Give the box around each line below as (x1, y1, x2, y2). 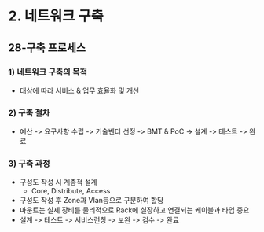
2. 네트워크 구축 (8, 7, 104, 25)
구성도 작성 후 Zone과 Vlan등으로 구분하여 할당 (19, 196, 164, 205)
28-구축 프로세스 (8, 41, 86, 54)
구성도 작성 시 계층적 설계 (19, 178, 98, 187)
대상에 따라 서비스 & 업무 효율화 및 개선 (19, 86, 140, 95)
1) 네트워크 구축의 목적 (8, 66, 88, 77)
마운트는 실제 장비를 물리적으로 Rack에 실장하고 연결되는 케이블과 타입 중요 (19, 205, 250, 215)
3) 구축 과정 (8, 158, 50, 169)
